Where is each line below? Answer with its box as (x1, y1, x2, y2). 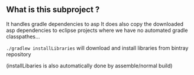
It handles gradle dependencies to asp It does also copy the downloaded (6, 20, 184, 27)
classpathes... (6, 32, 40, 40)
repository (6, 50, 31, 58)
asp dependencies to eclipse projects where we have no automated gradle (6, 27, 188, 34)
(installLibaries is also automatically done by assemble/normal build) (6, 62, 173, 69)
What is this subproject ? (6, 5, 100, 15)
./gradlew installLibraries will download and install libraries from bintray (6, 44, 189, 51)
